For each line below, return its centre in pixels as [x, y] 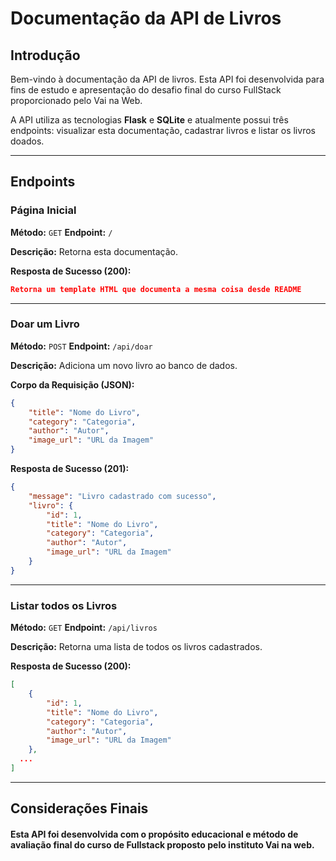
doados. [27, 141]
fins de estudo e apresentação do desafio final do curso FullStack [146, 90]
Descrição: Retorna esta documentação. [94, 251]
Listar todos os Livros [64, 605]
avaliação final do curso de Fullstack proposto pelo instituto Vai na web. [162, 844]
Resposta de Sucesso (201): [70, 469]
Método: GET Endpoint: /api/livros [84, 628]
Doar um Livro [45, 324]
